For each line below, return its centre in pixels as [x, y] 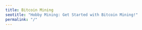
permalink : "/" [21, 19]
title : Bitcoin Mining [29, 10]
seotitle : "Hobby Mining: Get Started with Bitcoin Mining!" [72, 15]
